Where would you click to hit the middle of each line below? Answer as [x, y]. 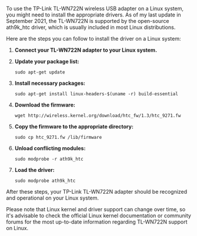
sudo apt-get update [40, 72]
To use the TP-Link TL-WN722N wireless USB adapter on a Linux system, [95, 9]
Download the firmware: [45, 105]
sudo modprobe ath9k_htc [45, 181]
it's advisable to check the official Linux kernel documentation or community [98, 215]
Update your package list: [47, 62]
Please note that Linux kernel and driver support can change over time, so [96, 209]
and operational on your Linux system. [52, 198]
